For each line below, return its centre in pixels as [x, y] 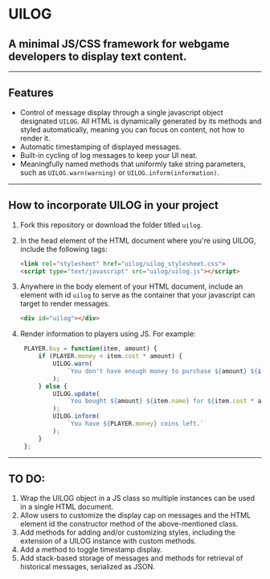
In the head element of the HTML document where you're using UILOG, [138, 240]
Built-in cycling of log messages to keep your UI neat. [109, 155]
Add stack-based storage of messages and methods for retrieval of [131, 558]
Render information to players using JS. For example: [108, 334]
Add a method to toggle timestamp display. [91, 550]
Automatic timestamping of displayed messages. [100, 147]
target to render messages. [65, 304]
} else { [53, 386]
